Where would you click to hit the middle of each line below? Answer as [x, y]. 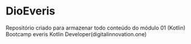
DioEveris [30, 11]
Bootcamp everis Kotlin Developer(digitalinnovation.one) [76, 34]
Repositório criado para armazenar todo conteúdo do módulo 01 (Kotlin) [96, 28]
